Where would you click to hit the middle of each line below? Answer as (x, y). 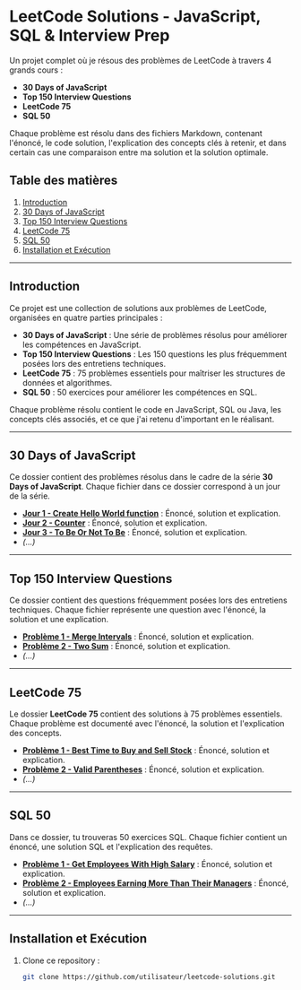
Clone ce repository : (61, 960)
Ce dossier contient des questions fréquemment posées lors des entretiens (149, 600)
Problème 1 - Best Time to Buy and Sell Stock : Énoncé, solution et (146, 750)
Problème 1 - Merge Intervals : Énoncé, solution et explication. (138, 637)
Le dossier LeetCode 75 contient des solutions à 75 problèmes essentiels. (146, 714)
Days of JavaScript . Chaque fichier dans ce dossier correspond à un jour (145, 487)
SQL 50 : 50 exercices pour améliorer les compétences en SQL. (140, 392)
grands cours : (36, 70)
